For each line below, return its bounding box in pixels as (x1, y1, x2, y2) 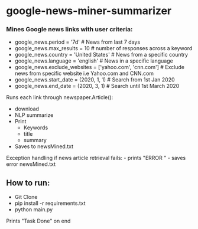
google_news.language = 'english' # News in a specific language (14, 57, 173, 64)
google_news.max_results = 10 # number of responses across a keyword (14, 45, 193, 52)
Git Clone (14, 194, 38, 201)
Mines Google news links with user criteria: (6, 25, 133, 34)
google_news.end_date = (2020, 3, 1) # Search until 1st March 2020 (14, 83, 180, 90)
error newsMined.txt (6, 161, 56, 168)
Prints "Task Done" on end (6, 217, 71, 225)
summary (23, 137, 47, 144)
